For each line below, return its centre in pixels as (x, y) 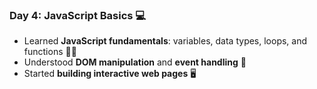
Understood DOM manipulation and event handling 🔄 (135, 62)
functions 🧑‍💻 (50, 52)
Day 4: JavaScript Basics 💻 (78, 15)
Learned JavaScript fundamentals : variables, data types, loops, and (165, 41)
